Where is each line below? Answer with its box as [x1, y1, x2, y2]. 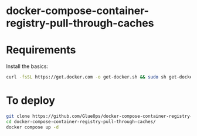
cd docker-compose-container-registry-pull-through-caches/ [6, 118, 157, 124]
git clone [6, 113, 30, 119]
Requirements [6, 43, 76, 57]
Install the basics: [6, 63, 49, 70]
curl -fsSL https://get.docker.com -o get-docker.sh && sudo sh [6, 74, 167, 80]
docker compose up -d [6, 124, 59, 130]
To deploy [6, 94, 56, 107]
